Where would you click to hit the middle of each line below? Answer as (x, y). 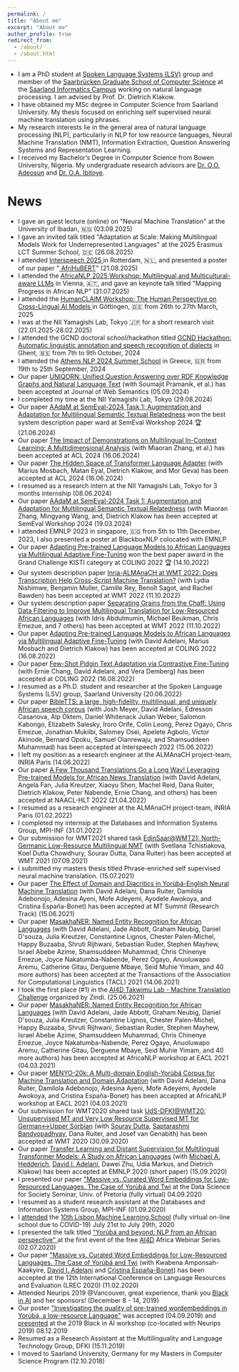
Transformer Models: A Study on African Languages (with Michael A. (119, 1156)
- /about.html (35, 54)
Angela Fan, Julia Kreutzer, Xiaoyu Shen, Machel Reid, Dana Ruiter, (116, 785)
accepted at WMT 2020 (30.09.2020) (73, 1141)
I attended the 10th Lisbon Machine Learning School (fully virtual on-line (124, 1216)
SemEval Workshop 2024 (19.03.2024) (75, 523)
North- (211, 838)
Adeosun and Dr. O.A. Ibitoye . (61, 173)
